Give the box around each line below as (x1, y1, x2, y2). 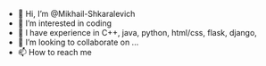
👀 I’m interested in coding (17, 18, 112, 29)
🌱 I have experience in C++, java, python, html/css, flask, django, (17, 28, 257, 37)
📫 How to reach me (17, 47, 92, 57)
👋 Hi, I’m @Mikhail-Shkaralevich (17, 9, 136, 19)
